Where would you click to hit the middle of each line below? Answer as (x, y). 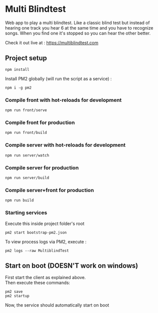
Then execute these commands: (38, 283)
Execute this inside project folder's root (45, 223)
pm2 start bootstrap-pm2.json (36, 232)
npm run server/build (27, 178)
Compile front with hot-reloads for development (63, 100)
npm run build (20, 200)
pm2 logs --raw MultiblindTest (37, 250)
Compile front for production (40, 123)
